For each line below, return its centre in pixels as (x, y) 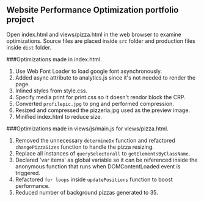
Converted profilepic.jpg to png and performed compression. (94, 103)
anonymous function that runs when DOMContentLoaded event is (98, 166)
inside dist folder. (29, 47)
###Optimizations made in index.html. (54, 59)
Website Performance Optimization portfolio (93, 10)
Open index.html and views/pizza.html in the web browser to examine (94, 34)
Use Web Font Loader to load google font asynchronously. (89, 71)
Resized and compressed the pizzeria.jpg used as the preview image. (103, 110)
